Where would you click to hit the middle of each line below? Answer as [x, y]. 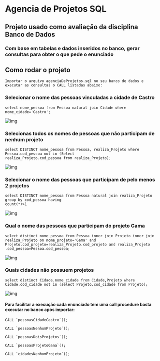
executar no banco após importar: [40, 310]
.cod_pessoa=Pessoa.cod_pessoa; [37, 248]
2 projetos [17, 185]
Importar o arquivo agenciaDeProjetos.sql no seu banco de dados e [74, 81]
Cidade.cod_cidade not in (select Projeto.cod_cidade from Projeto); [77, 284]
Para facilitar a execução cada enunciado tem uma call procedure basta [78, 305]
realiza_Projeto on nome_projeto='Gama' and [51, 240]
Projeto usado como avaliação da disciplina [72, 27]
